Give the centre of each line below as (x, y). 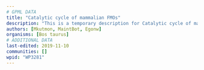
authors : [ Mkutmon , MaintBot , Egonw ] (54, 29)
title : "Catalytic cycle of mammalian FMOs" (63, 18)
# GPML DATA (21, 12)
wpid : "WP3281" (25, 57)
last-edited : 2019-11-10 (38, 46)
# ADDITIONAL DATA (29, 40)
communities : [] (27, 52)
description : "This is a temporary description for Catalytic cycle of (99, 23)
